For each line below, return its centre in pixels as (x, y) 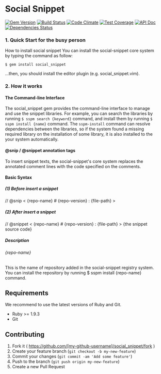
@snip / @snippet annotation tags (40, 150)
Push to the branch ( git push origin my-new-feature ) (66, 361)
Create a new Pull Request (39, 367)
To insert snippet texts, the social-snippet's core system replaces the (74, 161)
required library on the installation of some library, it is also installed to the (79, 134)
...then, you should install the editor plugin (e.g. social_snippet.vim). (72, 74)
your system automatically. (32, 140)
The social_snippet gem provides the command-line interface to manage (78, 109)
